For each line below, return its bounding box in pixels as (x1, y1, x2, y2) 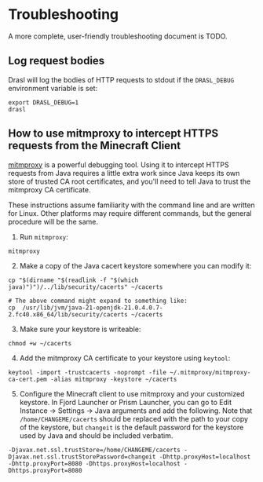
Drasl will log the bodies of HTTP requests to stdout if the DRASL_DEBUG (8, 75, 235, 84)
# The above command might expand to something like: (8, 297, 188, 305)
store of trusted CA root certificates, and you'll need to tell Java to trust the (8, 177, 251, 186)
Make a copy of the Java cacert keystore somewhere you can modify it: (19, 261, 252, 270)
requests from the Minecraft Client (8, 139, 181, 152)
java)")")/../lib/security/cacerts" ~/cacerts (8, 283, 163, 291)
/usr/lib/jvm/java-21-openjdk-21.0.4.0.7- (22, 304, 163, 312)
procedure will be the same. (8, 217, 99, 226)
